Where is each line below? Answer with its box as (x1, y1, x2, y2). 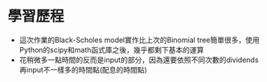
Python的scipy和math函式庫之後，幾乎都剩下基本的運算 (18, 45, 204, 54)
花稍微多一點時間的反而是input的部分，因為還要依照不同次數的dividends (18, 55, 259, 64)
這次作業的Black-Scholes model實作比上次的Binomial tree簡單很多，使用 (18, 35, 261, 45)
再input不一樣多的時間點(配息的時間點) (18, 64, 148, 74)
